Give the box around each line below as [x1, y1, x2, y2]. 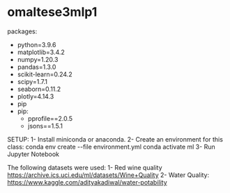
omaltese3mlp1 [7, 4, 98, 20]
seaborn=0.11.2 [17, 85, 61, 93]
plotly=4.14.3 [17, 92, 54, 101]
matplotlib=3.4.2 [17, 48, 65, 56]
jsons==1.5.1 [27, 121, 63, 130]
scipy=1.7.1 [17, 77, 47, 85]
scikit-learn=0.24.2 [17, 70, 72, 78]
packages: [7, 27, 38, 35]
